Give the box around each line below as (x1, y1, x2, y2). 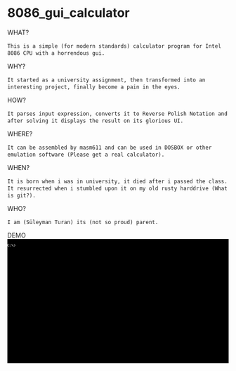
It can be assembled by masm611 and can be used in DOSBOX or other (7, 144, 212, 151)
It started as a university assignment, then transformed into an (7, 76, 206, 84)
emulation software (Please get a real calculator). (7, 151, 165, 158)
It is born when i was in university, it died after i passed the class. (7, 178, 228, 185)
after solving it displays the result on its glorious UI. (7, 117, 184, 124)
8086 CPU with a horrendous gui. (7, 49, 105, 57)
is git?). (7, 192, 37, 199)
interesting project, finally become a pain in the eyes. (7, 83, 181, 91)
